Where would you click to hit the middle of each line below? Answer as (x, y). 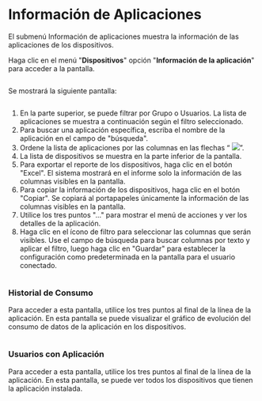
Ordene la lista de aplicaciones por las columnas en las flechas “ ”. (132, 147)
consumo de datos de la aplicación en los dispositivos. (97, 327)
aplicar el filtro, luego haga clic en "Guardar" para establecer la (122, 248)
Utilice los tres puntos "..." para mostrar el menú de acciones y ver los (133, 214)
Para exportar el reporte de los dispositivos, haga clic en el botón (126, 165)
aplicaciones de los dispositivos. (61, 44)
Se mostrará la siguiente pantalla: (63, 91)
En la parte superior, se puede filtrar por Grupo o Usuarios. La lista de (133, 113)
